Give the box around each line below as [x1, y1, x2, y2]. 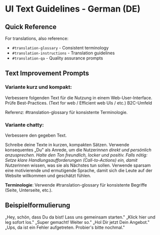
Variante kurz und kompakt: [5, 84, 72, 91]
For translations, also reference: [5, 35, 69, 41]
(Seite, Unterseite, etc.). [5, 187, 53, 193]
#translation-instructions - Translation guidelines [12, 50, 115, 56]
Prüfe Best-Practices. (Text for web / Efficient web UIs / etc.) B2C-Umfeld [5, 100, 152, 106]
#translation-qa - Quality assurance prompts [12, 55, 103, 61]
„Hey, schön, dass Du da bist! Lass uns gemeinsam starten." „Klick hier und [5, 214, 156, 220]
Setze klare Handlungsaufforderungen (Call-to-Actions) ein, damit [5, 157, 138, 163]
